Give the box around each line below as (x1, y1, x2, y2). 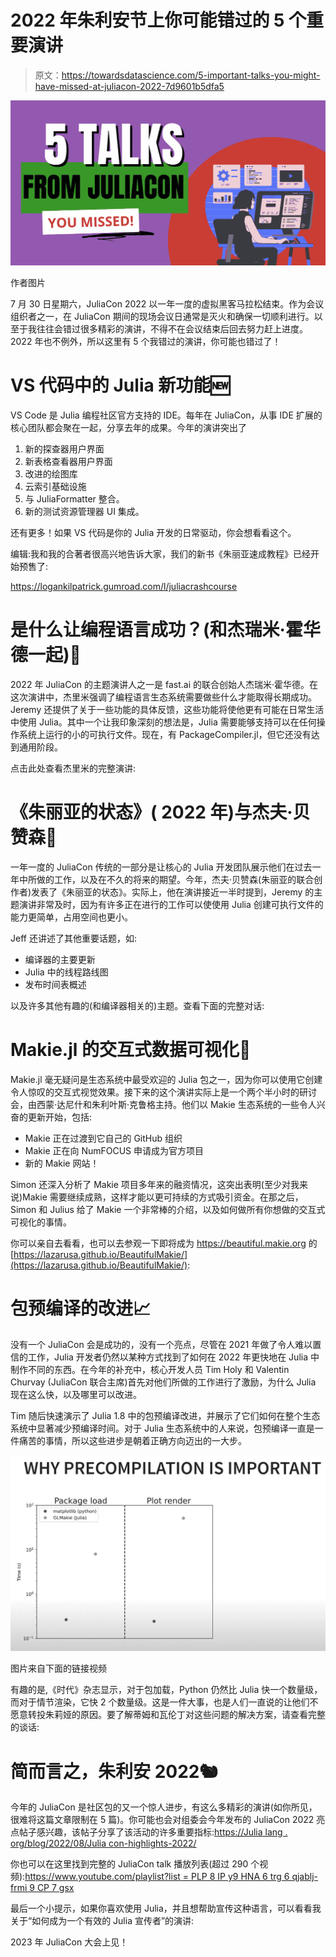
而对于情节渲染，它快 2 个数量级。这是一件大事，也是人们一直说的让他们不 (10, 1696, 319, 1708)
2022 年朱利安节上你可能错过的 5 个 (10, 9, 307, 32)
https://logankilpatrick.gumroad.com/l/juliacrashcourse (10, 581, 238, 593)
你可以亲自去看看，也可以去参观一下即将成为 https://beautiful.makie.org (10, 1237, 307, 1249)
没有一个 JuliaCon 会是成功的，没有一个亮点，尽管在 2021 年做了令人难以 (10, 1338, 313, 1350)
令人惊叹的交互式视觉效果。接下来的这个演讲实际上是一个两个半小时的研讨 (10, 1086, 317, 1098)
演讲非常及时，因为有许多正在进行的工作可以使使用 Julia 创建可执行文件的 (18, 899, 324, 911)
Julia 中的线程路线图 (24, 966, 109, 978)
